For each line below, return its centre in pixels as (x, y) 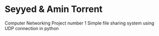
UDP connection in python (32, 28)
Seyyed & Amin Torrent (54, 9)
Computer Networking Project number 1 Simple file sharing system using (79, 23)
